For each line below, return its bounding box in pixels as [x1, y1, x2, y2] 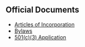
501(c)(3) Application [14, 33, 66, 41]
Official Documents [5, 5, 80, 15]
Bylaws [14, 27, 32, 34]
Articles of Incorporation [14, 20, 75, 28]
